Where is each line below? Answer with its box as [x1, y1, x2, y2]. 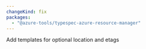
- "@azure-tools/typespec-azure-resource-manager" [11, 20, 141, 26]
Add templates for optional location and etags [6, 36, 120, 44]
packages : [6, 14, 31, 20]
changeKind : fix [6, 8, 47, 15]
